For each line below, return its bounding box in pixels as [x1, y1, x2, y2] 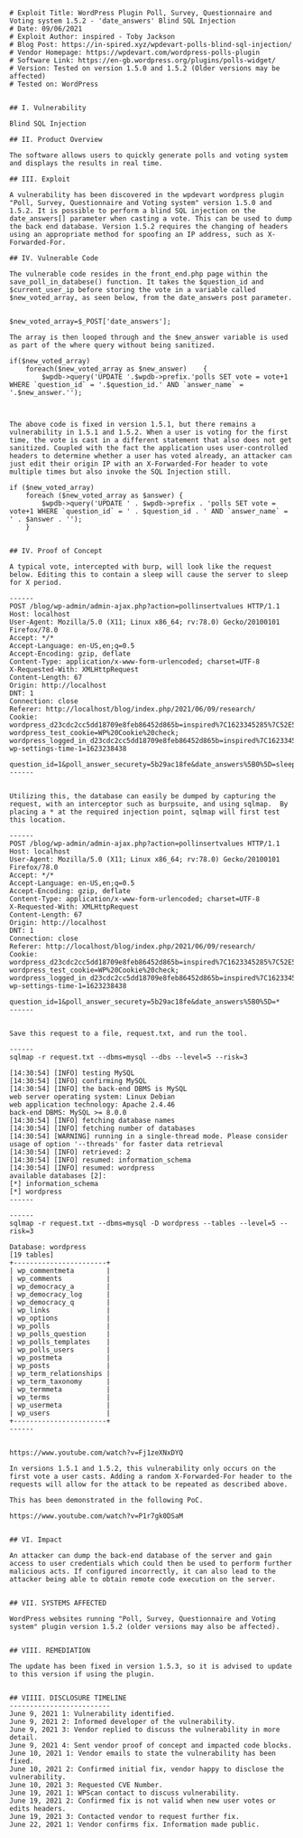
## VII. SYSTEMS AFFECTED [9, 1598, 106, 1607]
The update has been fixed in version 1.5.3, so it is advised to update [9, 1662, 293, 1671]
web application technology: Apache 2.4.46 [9, 1100, 176, 1109]
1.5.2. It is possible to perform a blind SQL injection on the [9, 206, 256, 215]
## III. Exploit [9, 174, 70, 184]
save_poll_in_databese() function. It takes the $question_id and [9, 278, 264, 287]
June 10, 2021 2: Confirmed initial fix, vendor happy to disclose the [9, 1765, 284, 1774]
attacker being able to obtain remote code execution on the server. [9, 1575, 277, 1584]
